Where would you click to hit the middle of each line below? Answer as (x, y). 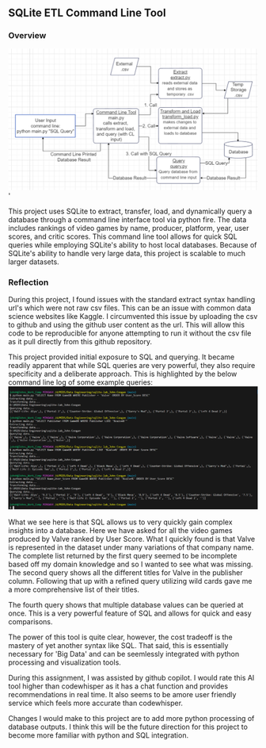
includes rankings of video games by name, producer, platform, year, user (129, 228)
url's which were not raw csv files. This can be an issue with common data (130, 308)
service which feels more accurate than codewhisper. (96, 703)
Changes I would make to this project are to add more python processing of (131, 718)
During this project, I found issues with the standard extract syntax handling (132, 299)
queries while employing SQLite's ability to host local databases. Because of (133, 244)
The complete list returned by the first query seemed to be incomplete (123, 555)
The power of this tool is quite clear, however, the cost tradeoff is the (120, 637)
